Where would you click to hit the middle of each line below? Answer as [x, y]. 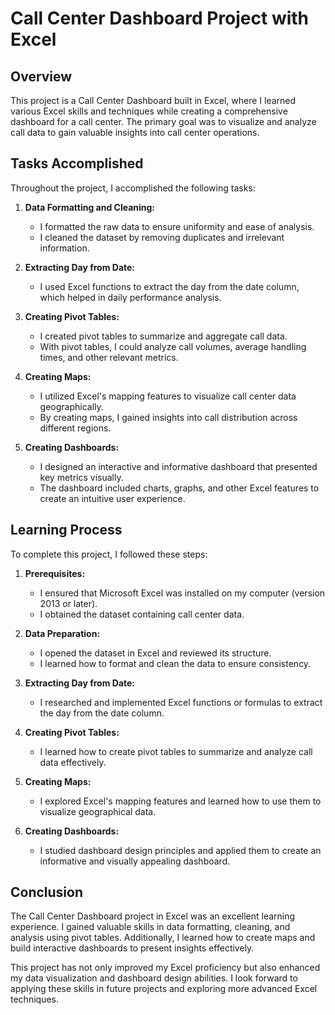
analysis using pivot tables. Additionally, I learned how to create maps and [163, 938]
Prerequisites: [55, 573]
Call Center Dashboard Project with [160, 18]
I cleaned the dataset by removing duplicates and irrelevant [162, 237]
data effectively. [73, 762]
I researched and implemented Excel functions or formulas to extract [181, 702]
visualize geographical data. [98, 811]
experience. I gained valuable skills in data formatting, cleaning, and [150, 927]
